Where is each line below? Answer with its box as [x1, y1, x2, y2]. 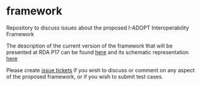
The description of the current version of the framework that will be [6, 42, 173, 49]
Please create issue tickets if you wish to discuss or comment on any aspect [6, 66, 195, 73]
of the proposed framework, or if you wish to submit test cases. [6, 73, 164, 80]
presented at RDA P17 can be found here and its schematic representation [6, 48, 189, 55]
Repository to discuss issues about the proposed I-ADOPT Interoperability [6, 24, 190, 31]
